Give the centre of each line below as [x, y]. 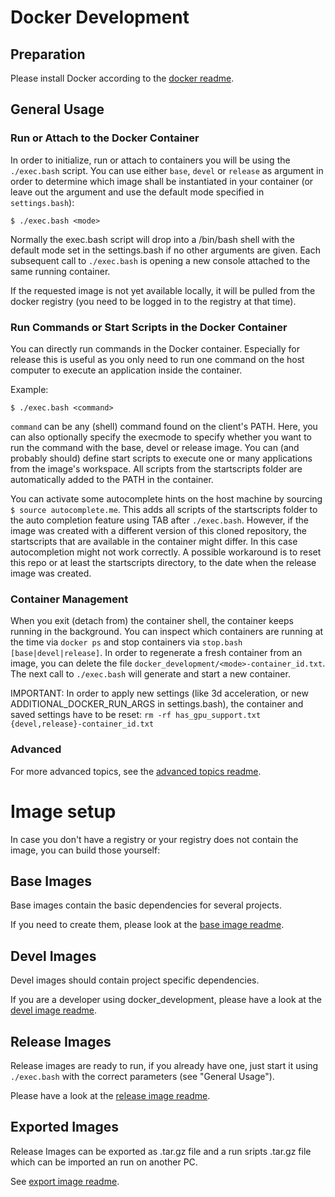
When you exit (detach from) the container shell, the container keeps [152, 621]
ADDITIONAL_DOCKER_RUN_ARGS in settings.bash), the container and [157, 704]
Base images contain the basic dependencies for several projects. [146, 905]
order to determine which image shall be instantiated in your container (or [162, 181]
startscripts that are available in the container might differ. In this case [154, 541]
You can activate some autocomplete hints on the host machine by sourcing [166, 498]
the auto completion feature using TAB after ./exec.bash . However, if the [160, 520]
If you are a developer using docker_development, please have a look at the [166, 1000]
